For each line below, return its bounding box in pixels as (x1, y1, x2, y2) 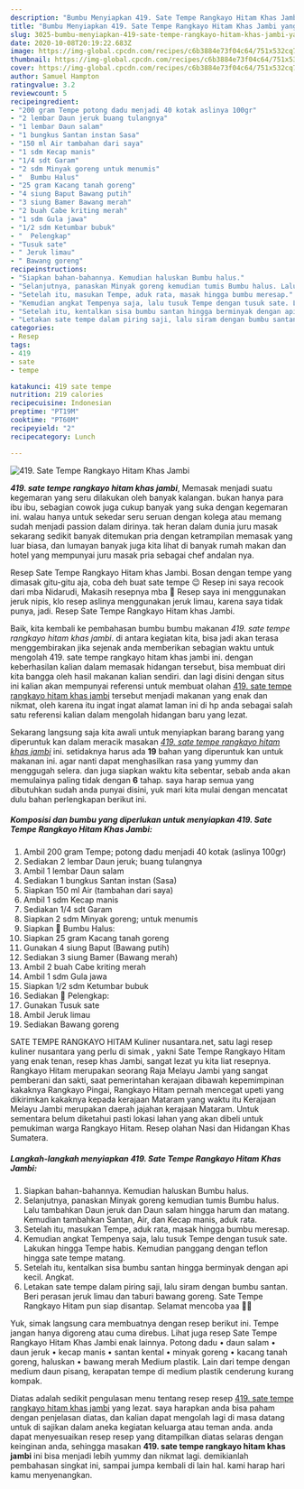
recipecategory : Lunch (10, 432, 96, 441)
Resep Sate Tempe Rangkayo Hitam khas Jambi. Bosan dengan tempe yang (10, 567, 292, 578)
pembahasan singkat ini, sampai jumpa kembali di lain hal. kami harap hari (10, 1460, 285, 1471)
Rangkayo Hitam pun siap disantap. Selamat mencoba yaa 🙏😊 (23, 1300, 253, 1311)
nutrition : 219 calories (10, 390, 104, 400)
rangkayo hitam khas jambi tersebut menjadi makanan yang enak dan (10, 689, 268, 700)
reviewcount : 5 (10, 88, 68, 97)
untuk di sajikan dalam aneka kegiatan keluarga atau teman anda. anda (10, 1422, 273, 1433)
